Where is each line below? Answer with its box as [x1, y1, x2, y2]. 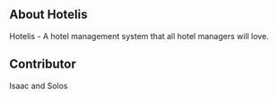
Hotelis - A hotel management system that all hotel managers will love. [9, 30, 269, 41]
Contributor [9, 57, 76, 72]
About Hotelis [9, 7, 88, 22]
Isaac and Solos [9, 80, 69, 91]
